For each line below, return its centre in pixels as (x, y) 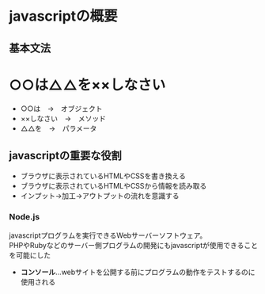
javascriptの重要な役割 (65, 155)
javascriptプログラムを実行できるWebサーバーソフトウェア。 (108, 235)
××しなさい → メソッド (63, 118)
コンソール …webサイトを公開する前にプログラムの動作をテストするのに (138, 272)
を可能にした (30, 255)
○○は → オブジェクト (61, 109)
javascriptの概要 (63, 16)
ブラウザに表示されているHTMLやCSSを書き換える (103, 176)
